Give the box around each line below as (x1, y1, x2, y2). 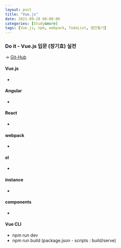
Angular (5, 88, 22, 94)
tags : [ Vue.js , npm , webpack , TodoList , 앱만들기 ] (5, 26, 107, 31)
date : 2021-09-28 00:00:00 (5, 16, 60, 21)
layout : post (5, 7, 32, 12)
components (5, 199, 32, 205)
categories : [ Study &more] (5, 21, 58, 26)
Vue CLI (5, 221, 22, 227)
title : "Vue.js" (5, 12, 38, 17)
